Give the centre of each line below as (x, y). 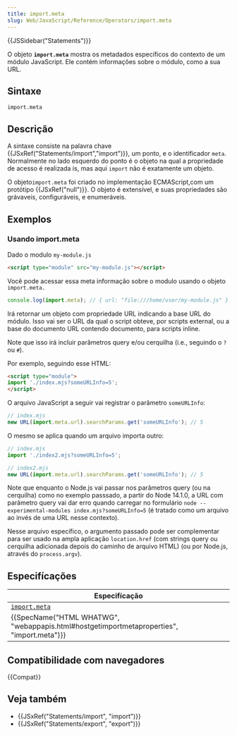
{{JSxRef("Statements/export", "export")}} (79, 724)
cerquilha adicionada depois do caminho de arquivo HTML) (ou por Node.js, (117, 546)
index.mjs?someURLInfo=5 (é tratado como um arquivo (151, 510)
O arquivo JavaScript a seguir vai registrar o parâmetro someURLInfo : (107, 403)
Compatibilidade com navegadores (86, 660)
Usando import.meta (43, 239)
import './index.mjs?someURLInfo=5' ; (63, 383)
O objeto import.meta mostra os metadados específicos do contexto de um (116, 54)
